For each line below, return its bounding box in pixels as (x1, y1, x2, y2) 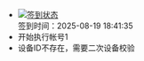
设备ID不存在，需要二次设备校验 (17, 42, 135, 53)
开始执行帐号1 (17, 32, 68, 42)
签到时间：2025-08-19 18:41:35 (17, 20, 133, 31)
